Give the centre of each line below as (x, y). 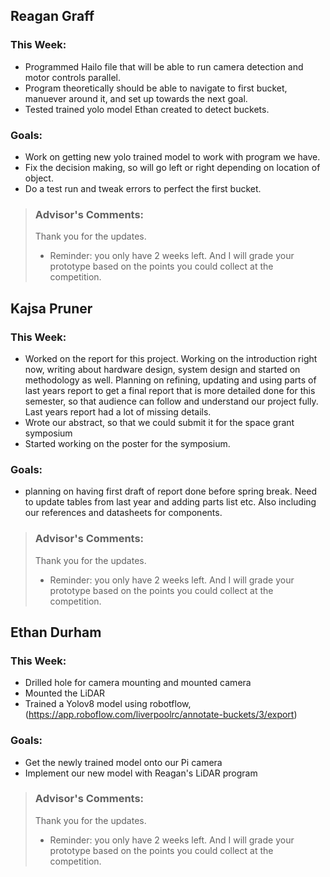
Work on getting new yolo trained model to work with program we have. (172, 156)
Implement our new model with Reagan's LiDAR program (141, 773)
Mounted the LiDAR (65, 693)
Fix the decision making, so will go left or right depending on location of (172, 167)
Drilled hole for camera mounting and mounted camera (138, 683)
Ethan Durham (56, 632)
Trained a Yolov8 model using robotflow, (108, 704)
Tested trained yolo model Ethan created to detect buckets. (147, 109)
